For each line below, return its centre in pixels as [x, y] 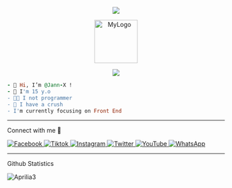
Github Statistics [30, 164]
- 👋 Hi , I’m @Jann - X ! [40, 85]
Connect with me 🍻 [35, 131]
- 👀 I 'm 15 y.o [29, 91]
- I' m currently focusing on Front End [65, 111]
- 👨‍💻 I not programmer [40, 98]
